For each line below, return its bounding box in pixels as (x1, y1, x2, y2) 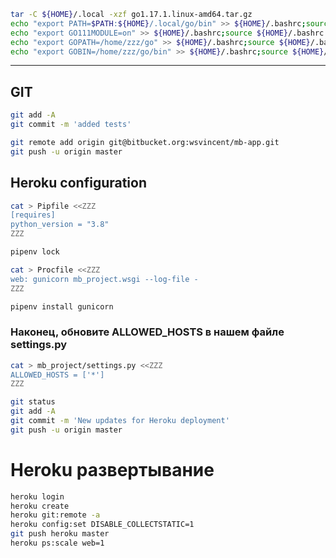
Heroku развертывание (10, 458, 215, 481)
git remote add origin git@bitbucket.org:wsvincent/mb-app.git (10, 137, 280, 147)
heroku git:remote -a (10, 510, 101, 520)
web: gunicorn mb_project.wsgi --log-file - (10, 274, 199, 284)
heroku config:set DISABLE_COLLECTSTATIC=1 (10, 520, 195, 530)
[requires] (10, 210, 56, 220)
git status (10, 397, 56, 407)
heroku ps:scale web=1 (10, 538, 105, 549)
